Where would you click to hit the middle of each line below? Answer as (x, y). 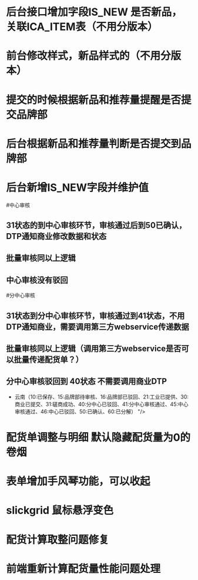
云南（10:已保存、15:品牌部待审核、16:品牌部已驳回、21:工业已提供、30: (102, 397)
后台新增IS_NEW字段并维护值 (77, 188)
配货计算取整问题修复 (58, 540)
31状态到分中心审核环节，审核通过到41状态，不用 (95, 316)
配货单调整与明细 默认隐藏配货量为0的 (98, 438)
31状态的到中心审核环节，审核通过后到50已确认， (96, 225)
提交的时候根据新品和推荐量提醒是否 (94, 100)
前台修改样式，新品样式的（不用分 (89, 56)
